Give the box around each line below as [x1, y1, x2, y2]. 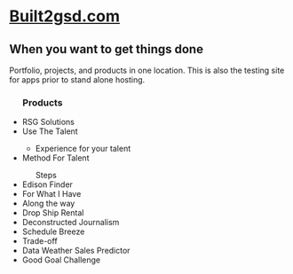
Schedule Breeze [21, 226, 85, 237]
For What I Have [21, 189, 82, 200]
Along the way [21, 198, 75, 209]
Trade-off [21, 236, 58, 247]
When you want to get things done [9, 42, 204, 57]
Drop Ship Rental [21, 207, 84, 218]
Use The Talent [21, 126, 78, 137]
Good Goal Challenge [21, 254, 101, 265]
